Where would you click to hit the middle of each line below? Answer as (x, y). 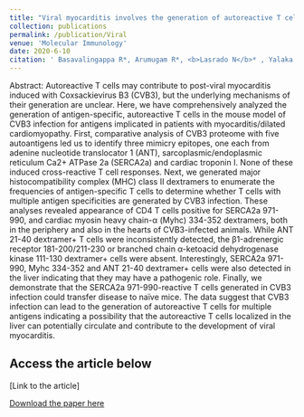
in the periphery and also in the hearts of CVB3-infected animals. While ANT (152, 230)
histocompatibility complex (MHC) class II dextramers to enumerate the (142, 181)
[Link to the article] (44, 385)
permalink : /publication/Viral (68, 34)
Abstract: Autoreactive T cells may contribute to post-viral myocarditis (140, 85)
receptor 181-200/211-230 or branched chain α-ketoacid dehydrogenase (144, 249)
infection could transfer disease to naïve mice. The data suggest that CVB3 (149, 297)
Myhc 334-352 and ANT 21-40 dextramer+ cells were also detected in (160, 268)
